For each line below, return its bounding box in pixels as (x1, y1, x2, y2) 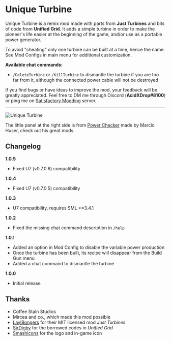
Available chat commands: (5, 61, 63, 68)
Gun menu (12, 255, 35, 261)
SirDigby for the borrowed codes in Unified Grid (12, 324, 113, 331)
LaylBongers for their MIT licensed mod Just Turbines (12, 319, 126, 325)
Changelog (5, 142, 41, 151)
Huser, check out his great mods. (5, 127, 75, 133)
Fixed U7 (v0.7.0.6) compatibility (12, 165, 80, 171)
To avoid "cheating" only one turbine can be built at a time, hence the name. (5, 46, 165, 52)
